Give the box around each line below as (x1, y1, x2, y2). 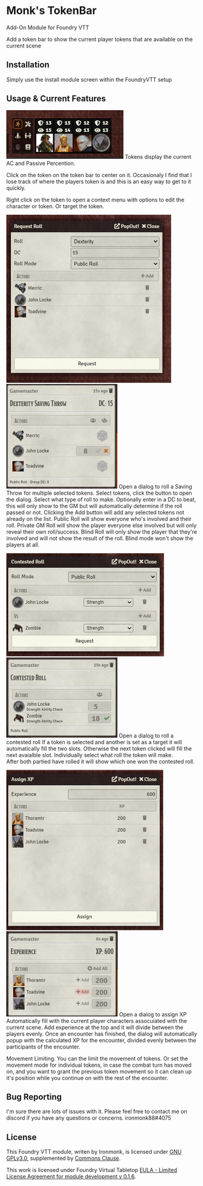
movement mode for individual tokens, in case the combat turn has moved (6, 1061, 192, 1069)
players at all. (6, 541, 40, 548)
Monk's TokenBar (6, 4, 97, 18)
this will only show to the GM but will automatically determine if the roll (6, 502, 183, 509)
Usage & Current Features (6, 94, 106, 104)
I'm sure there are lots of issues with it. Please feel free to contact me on (6, 1108, 188, 1115)
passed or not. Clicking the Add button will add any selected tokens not (6, 509, 185, 516)
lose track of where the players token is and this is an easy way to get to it (6, 178, 191, 185)
